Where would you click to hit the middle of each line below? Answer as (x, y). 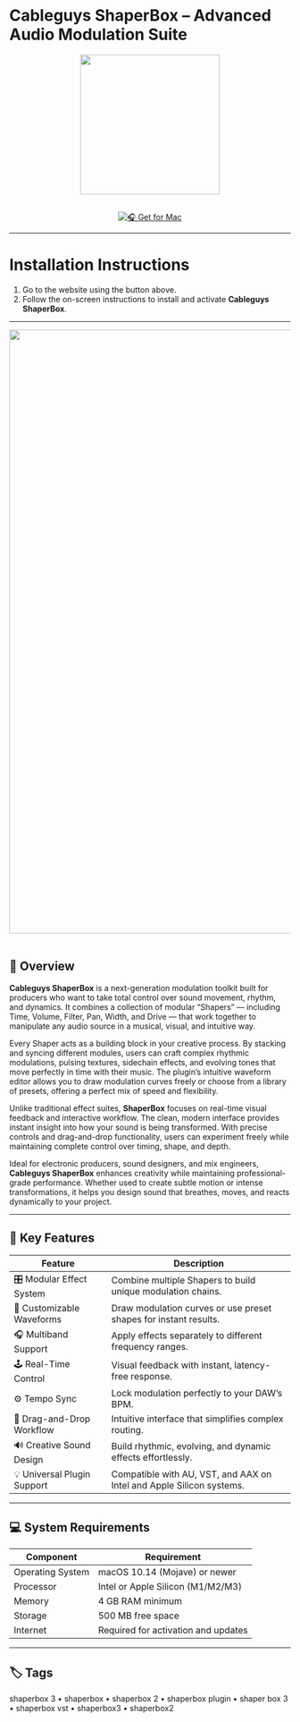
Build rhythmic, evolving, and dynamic (191, 1446)
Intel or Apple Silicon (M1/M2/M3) (170, 1587)
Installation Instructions (100, 265)
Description (199, 1263)
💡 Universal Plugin (52, 1474)
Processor (35, 1587)
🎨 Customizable (47, 1308)
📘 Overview (42, 967)
